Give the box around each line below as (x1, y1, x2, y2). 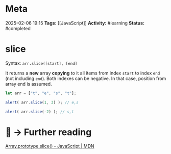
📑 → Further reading (5, 126, 92, 138)
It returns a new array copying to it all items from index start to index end (5, 70, 160, 76)
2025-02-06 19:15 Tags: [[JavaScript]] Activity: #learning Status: (5, 20, 144, 26)
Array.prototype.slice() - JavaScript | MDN (5, 143, 94, 149)
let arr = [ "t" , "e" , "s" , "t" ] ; (5, 90, 77, 96)
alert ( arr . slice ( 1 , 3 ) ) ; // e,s (5, 100, 79, 105)
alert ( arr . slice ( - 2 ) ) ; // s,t (5, 109, 74, 114)
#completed (5, 25, 31, 31)
